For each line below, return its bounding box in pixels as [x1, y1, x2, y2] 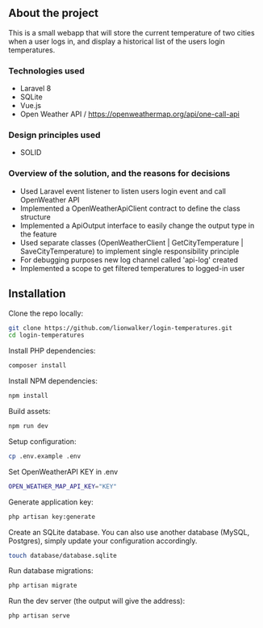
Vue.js [19, 101, 42, 111]
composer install [8, 362, 67, 370]
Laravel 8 [19, 84, 52, 94]
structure [19, 211, 51, 221]
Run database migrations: [8, 566, 94, 576]
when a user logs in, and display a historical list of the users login [8, 36, 226, 46]
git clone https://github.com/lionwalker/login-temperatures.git [8, 324, 232, 332]
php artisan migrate [8, 581, 78, 590]
